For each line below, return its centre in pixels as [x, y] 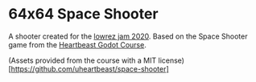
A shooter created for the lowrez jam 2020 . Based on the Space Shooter [128, 36]
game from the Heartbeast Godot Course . [77, 44]
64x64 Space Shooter [83, 14]
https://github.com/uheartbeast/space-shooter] [90, 68]
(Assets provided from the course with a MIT [83, 60]
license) [171, 60]
